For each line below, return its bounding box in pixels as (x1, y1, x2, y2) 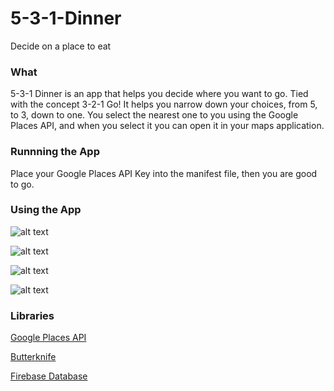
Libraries (10, 308, 55, 322)
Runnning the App (10, 145, 100, 159)
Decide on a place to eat (10, 40, 112, 52)
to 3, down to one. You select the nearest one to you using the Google (10, 109, 299, 121)
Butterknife (10, 351, 57, 363)
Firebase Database (10, 370, 88, 382)
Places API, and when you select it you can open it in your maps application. (10, 120, 325, 132)
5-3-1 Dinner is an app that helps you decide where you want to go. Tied (10, 88, 309, 100)
